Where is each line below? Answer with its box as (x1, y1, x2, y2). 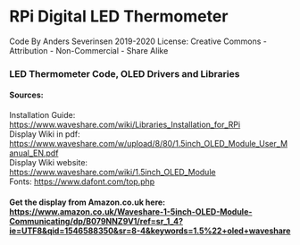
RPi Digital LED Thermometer (9, 6, 229, 27)
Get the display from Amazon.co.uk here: (9, 197, 166, 207)
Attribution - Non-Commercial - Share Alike (9, 45, 169, 55)
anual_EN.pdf (9, 148, 59, 158)
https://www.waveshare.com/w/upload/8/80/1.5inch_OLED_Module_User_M (9, 139, 288, 149)
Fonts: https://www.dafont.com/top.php (9, 176, 155, 187)
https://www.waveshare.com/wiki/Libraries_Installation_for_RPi (9, 119, 241, 131)
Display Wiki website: (9, 157, 87, 168)
